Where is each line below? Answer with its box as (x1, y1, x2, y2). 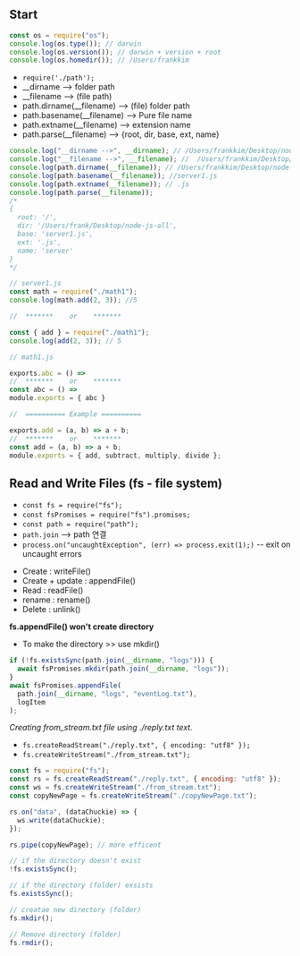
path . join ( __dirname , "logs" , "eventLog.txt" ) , (17, 689, 198, 698)
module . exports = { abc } (9, 394, 105, 403)
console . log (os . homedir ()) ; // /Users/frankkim (9, 55, 190, 65)
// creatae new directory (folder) (9, 905, 142, 914)
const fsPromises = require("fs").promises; (21, 510, 191, 520)
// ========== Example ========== (9, 410, 142, 419)
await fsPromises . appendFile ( (9, 680, 122, 690)
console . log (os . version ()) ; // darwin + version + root (9, 47, 221, 56)
